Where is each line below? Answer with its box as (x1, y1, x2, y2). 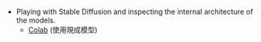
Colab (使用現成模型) (27, 25, 99, 35)
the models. (15, 15, 56, 25)
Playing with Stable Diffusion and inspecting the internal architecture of (15, 7, 254, 16)
